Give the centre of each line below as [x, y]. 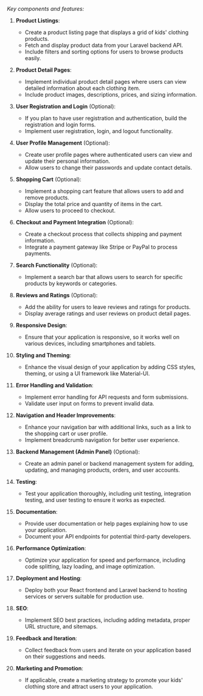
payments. [38, 253]
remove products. [47, 198]
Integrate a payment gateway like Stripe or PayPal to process [101, 247]
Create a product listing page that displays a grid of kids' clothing [107, 32]
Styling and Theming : [43, 355]
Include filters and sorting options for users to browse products [104, 52]
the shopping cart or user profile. [66, 433]
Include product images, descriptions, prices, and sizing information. [111, 95]
